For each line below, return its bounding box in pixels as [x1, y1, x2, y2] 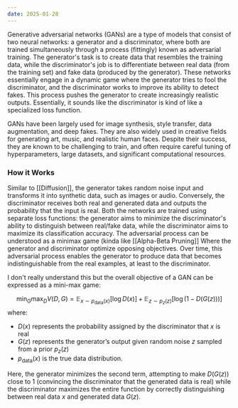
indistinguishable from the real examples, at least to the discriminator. [7, 259, 211, 268]
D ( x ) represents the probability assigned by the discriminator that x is [17, 322, 221, 331]
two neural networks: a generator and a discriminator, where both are [7, 37, 211, 46]
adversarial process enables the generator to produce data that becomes [7, 251, 222, 260]
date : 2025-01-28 [7, 10, 59, 18]
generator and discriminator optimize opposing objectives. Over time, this [7, 244, 222, 253]
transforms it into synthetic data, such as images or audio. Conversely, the [7, 191, 225, 199]
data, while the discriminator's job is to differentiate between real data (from [7, 60, 229, 68]
